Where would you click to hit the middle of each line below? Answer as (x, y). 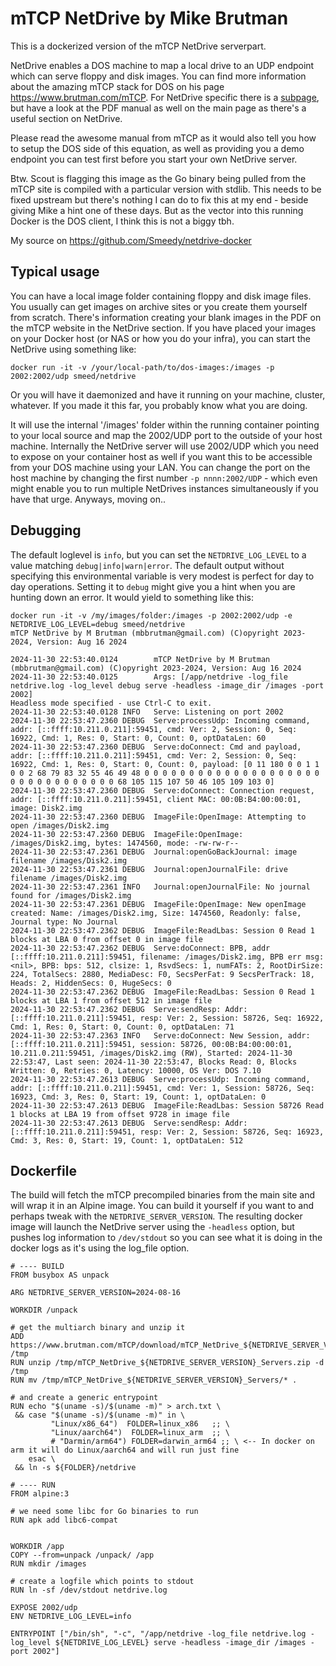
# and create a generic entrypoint (84, 1398)
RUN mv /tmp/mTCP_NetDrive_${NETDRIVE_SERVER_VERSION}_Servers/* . (154, 1380)
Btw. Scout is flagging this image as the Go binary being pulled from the (158, 178)
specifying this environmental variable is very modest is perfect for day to (162, 576)
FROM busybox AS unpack (60, 1275)
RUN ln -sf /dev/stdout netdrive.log (89, 1590)
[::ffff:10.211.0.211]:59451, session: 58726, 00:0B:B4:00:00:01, (151, 1044)
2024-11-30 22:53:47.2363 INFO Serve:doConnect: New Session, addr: (160, 1035)
